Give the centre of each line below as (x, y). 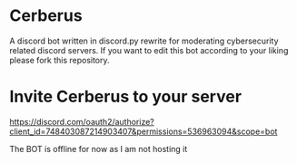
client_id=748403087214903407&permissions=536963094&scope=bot (144, 131)
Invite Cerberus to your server (126, 97)
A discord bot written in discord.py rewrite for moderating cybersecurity (144, 41)
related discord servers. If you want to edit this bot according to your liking (149, 50)
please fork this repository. (60, 60)
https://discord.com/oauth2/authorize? (82, 121)
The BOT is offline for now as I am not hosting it (99, 149)
